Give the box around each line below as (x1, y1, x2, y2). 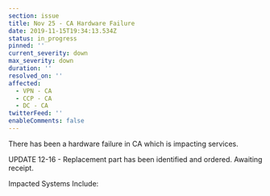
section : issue (8, 11, 60, 20)
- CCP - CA (15, 94, 52, 102)
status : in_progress (8, 34, 78, 43)
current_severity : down (8, 49, 89, 57)
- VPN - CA (15, 86, 52, 95)
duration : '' (8, 65, 52, 73)
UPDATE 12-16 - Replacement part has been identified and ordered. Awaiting (8, 154, 263, 164)
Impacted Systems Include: (8, 178, 99, 188)
